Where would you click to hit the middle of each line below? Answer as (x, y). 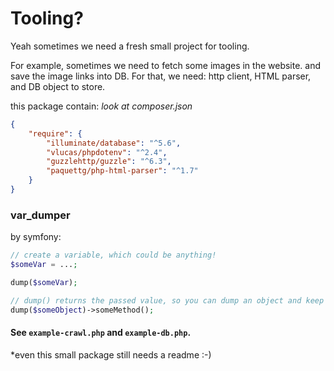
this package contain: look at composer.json (101, 106)
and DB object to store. (58, 86)
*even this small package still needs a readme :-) (111, 354)
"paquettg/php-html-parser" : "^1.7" (122, 171)
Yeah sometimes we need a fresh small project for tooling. (130, 46)
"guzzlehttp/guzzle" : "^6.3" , (109, 162)
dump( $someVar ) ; (44, 282)
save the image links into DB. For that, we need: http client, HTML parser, (161, 76)
